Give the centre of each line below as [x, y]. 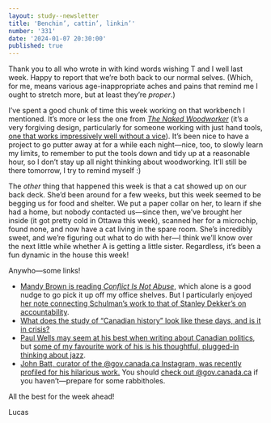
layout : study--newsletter [54, 16]
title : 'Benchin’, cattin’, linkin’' [72, 23]
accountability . [45, 312]
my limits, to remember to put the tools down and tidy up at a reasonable [129, 154]
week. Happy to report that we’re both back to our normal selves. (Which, [131, 78]
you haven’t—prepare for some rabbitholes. [93, 381]
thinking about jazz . [53, 355]
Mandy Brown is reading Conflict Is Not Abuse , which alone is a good [135, 286]
